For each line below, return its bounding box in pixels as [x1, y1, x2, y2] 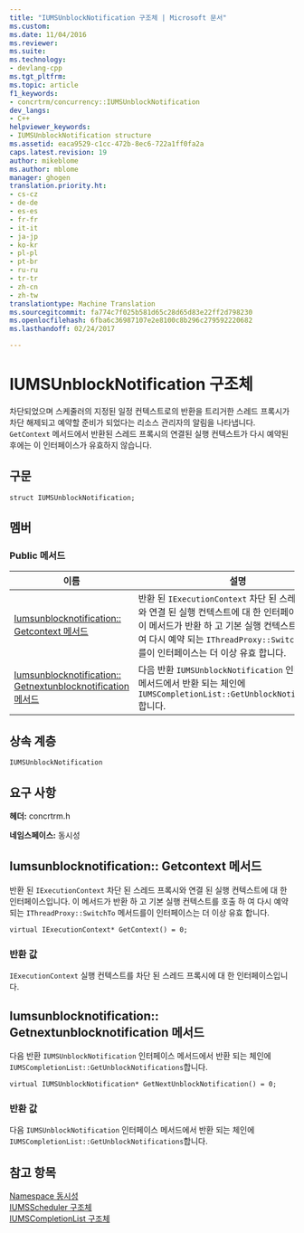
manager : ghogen [9, 173, 71, 182]
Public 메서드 [9, 549, 66, 562]
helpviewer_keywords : [9, 123, 91, 132]
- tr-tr [9, 274, 39, 283]
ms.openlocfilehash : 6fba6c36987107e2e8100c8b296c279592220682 [9, 316, 253, 326]
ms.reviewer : [9, 38, 59, 48]
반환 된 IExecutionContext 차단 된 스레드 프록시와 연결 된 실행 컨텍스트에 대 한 [9, 884, 288, 896]
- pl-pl [9, 249, 39, 258]
